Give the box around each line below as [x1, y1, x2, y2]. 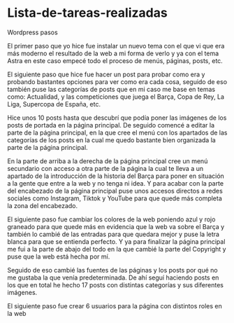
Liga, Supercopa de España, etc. [7, 99, 101, 108]
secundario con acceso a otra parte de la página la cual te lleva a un [7, 164, 204, 172]
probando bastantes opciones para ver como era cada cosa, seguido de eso [7, 77, 228, 85]
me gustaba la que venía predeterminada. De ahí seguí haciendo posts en [7, 273, 219, 282]
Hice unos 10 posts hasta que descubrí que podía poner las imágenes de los [7, 114, 227, 122]
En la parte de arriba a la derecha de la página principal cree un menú [7, 156, 208, 165]
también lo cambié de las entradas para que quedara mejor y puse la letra [7, 230, 220, 238]
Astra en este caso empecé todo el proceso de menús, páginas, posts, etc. [7, 56, 224, 64]
